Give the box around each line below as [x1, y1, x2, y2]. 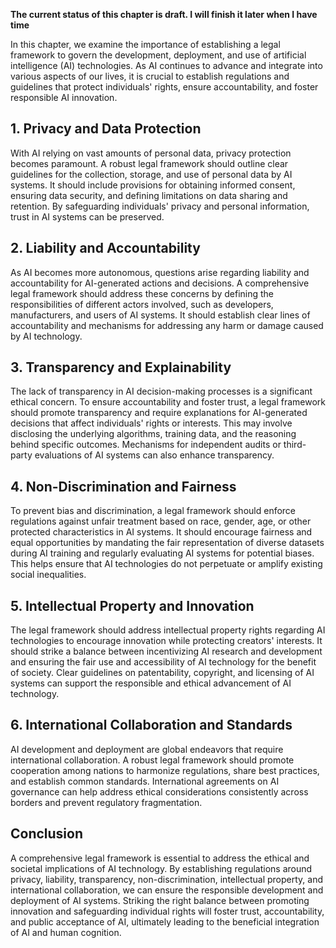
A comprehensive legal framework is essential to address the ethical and [10, 852, 310, 864]
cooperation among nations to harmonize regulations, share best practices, [10, 764, 320, 776]
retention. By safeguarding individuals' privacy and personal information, [10, 200, 310, 212]
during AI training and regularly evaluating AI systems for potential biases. [10, 547, 315, 559]
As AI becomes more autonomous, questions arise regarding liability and [10, 266, 310, 278]
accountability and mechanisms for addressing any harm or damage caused [10, 319, 324, 331]
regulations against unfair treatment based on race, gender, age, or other [10, 515, 312, 528]
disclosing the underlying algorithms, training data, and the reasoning [10, 428, 297, 440]
